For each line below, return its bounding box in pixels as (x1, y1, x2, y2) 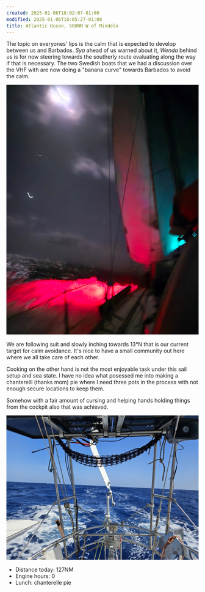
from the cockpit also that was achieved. (6, 403, 109, 411)
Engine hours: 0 (15, 572, 56, 580)
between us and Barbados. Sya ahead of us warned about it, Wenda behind (6, 46, 197, 54)
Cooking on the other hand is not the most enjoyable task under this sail (6, 365, 187, 373)
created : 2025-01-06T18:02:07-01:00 (6, 10, 99, 16)
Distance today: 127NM (15, 566, 74, 573)
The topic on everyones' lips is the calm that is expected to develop (6, 40, 176, 48)
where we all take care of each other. (6, 353, 99, 360)
